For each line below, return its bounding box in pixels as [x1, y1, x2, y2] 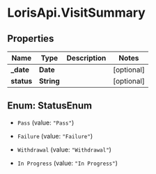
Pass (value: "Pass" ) [17, 118, 75, 127]
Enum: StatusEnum [7, 100, 93, 112]
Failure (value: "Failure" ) [17, 132, 93, 140]
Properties [7, 33, 54, 45]
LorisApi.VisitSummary [7, 5, 146, 21]
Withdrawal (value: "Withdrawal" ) [17, 145, 111, 154]
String [38, 77, 61, 86]
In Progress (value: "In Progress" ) [17, 159, 118, 167]
